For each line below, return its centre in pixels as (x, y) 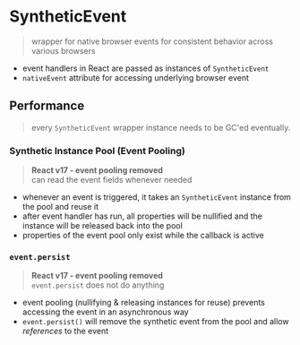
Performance (47, 106)
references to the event (65, 331)
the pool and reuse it (60, 207)
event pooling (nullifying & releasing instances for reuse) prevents (144, 303)
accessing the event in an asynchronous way (106, 312)
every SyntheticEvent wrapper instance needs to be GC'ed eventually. (161, 127)
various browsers (63, 50)
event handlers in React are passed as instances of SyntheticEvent (146, 68)
